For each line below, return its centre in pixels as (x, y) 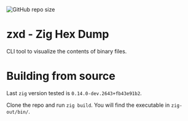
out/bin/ (18, 112)
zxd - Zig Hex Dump (58, 34)
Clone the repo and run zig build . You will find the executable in (88, 105)
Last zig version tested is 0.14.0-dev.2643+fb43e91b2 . (74, 93)
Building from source (61, 76)
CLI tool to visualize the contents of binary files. (67, 51)
